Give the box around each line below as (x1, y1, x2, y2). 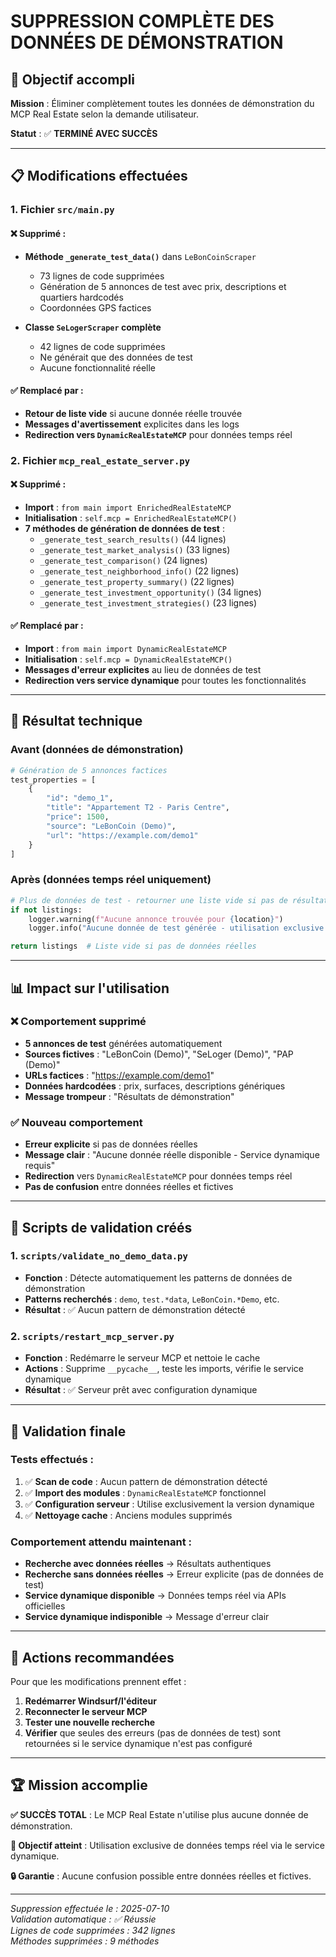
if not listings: (10, 905, 83, 915)
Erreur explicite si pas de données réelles (24, 1138, 198, 1150)
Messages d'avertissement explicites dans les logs (24, 418, 240, 430)
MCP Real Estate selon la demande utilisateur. (10, 108, 200, 120)
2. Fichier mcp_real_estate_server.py (10, 453, 191, 467)
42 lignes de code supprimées (39, 340, 166, 352)
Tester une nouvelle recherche (24, 1716, 156, 1728)
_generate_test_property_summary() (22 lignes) (39, 575, 235, 587)
